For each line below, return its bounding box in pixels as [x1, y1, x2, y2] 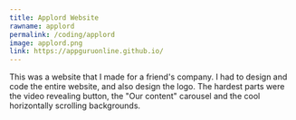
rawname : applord [9, 22, 75, 31]
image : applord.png [9, 38, 83, 48]
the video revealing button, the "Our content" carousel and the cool [9, 91, 261, 102]
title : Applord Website [9, 13, 100, 23]
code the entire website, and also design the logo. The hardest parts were [9, 81, 285, 92]
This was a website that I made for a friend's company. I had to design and [9, 71, 288, 82]
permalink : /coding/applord [9, 30, 116, 39]
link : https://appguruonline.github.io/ [9, 47, 165, 56]
